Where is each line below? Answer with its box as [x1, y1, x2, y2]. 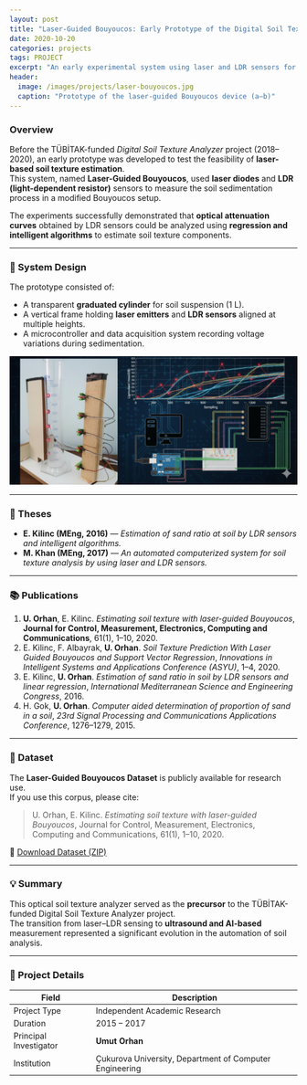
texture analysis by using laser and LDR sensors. [22, 557, 207, 568]
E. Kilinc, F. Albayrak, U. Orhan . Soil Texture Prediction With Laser [22, 642, 271, 653]
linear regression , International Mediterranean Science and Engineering [22, 681, 294, 692]
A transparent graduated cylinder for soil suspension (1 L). [22, 300, 245, 311]
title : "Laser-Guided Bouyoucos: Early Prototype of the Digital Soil [9, 24, 284, 34]
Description [172, 992, 217, 1003]
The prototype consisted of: [9, 281, 115, 292]
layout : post [9, 15, 59, 24]
